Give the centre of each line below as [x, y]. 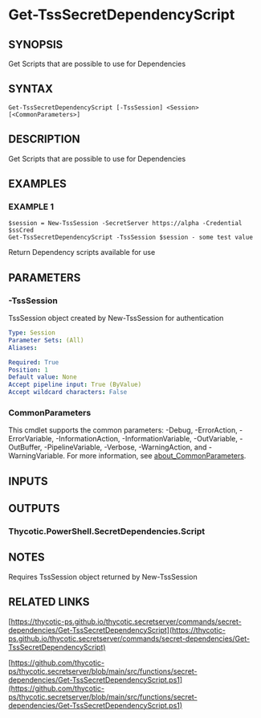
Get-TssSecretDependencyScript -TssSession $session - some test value [130, 238]
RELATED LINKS [49, 602]
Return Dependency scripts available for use [82, 252]
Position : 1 [28, 370]
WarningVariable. [37, 456]
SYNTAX [31, 89]
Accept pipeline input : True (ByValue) [75, 385]
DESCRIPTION [44, 139]
